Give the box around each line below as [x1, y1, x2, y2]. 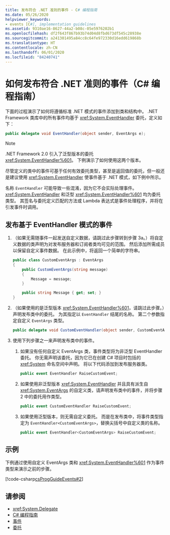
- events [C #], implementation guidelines [5, 21, 96, 27]
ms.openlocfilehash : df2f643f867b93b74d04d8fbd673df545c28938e [5, 31, 142, 36]
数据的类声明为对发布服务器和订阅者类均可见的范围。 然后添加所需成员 [17, 241, 165, 247]
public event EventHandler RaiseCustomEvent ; [20, 371, 118, 376]
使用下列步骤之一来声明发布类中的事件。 [12, 337, 97, 343]
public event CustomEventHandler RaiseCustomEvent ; [20, 404, 132, 409]
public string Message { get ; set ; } [22, 290, 102, 296]
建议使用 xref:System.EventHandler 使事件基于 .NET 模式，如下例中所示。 [9, 174, 163, 181]
